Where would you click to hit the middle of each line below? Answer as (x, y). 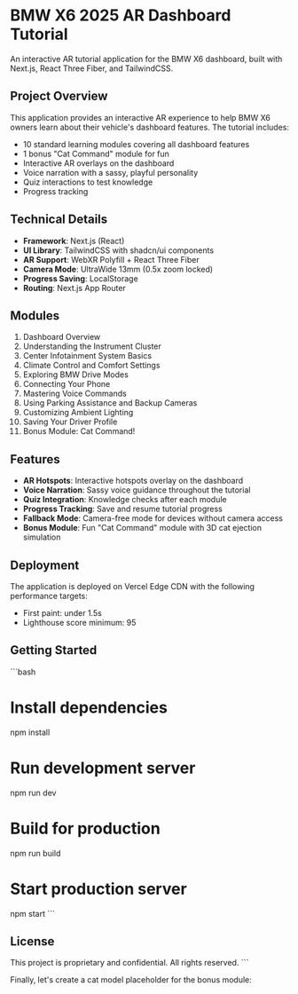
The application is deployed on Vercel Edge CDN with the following (133, 586)
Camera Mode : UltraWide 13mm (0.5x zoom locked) (118, 269)
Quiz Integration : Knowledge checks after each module (125, 500)
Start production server (98, 889)
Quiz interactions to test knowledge (88, 182)
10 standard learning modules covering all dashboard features (136, 144)
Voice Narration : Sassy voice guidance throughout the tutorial (137, 490)
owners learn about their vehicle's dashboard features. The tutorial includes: (149, 127)
